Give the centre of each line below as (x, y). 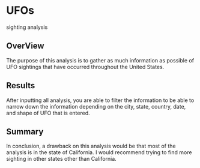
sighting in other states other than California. (62, 159)
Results (21, 85)
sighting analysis (27, 27)
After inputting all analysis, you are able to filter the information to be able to (100, 100)
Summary (25, 132)
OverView (25, 46)
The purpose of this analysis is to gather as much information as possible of (100, 60)
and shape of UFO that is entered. (48, 113)
